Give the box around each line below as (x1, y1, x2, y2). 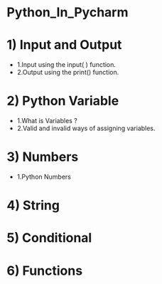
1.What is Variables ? (16, 117, 77, 125)
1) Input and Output (6, 37, 122, 53)
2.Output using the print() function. (16, 68, 119, 77)
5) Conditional (6, 230, 92, 246)
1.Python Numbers (16, 172, 72, 181)
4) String (6, 197, 60, 214)
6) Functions (6, 263, 83, 278)
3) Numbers (6, 149, 79, 165)
